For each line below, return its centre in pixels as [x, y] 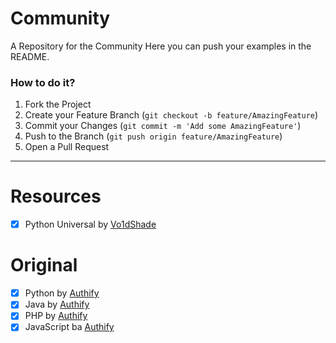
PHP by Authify [56, 316]
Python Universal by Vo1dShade [90, 224]
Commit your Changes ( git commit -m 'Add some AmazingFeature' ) [163, 126]
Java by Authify [57, 304]
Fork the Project [58, 104]
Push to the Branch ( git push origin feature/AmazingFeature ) [153, 136]
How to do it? [43, 82]
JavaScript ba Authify [69, 327]
